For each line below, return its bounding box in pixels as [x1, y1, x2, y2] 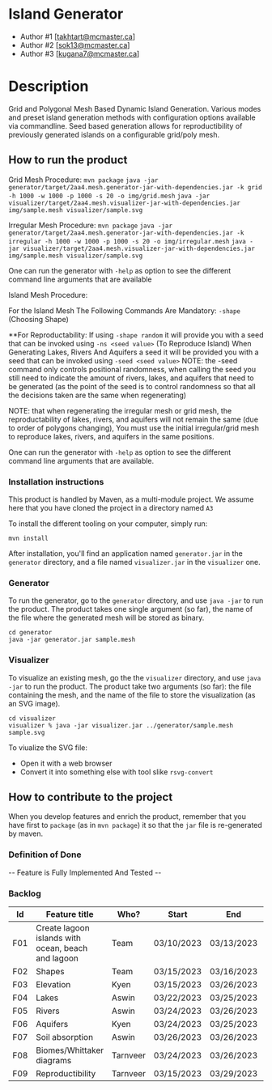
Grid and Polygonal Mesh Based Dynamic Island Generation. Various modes [8, 104, 261, 113]
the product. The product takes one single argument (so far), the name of [8, 604, 253, 614]
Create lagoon [36, 922, 91, 933]
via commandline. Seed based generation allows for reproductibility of [8, 121, 243, 130]
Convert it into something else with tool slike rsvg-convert [19, 766, 214, 777]
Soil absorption [36, 1031, 94, 1042]
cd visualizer [8, 714, 57, 723]
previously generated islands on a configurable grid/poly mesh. [8, 129, 220, 139]
